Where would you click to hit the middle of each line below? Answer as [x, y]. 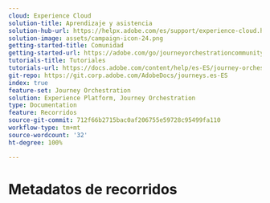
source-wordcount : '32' [48, 135]
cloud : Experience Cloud [50, 16]
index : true [28, 83]
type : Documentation [43, 105]
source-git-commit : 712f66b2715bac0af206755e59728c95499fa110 [115, 120]
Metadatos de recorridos [93, 189]
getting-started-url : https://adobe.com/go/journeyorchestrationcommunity [136, 53]
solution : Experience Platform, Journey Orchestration [102, 98]
